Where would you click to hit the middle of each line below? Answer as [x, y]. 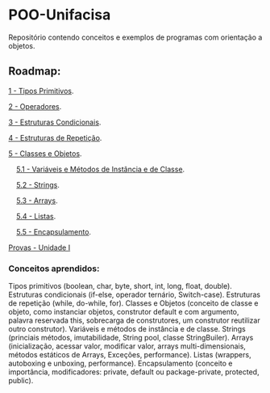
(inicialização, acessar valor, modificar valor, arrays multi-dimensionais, [127, 346]
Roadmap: [35, 72]
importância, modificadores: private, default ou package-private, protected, [134, 372]
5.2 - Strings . [38, 184]
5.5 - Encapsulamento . [53, 231]
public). [21, 381]
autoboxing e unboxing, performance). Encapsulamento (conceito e [120, 363]
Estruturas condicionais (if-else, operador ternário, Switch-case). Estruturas [134, 295]
